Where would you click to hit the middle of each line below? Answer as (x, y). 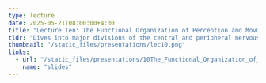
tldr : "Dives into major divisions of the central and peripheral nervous (134, 38)
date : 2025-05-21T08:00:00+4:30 (61, 23)
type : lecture (32, 15)
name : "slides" (47, 67)
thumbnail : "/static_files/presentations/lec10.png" (97, 45)
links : (19, 52)
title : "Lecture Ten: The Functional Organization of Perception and (125, 30)
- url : (26, 60)
